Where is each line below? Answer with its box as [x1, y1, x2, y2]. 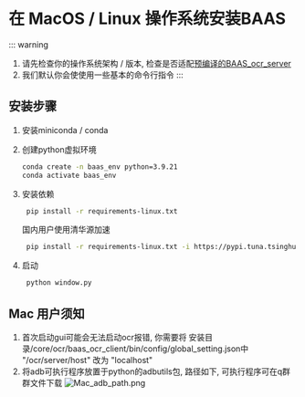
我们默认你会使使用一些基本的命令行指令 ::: [21, 69, 184, 80]
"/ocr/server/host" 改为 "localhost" [21, 354, 153, 365]
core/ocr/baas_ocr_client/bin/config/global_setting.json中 [32, 343, 249, 354]
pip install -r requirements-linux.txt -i [26, 243, 191, 252]
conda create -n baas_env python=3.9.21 [21, 162, 178, 172]
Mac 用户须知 [8, 306, 86, 321]
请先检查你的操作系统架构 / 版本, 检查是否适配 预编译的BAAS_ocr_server [21, 57, 291, 68]
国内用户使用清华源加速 [21, 225, 110, 235]
